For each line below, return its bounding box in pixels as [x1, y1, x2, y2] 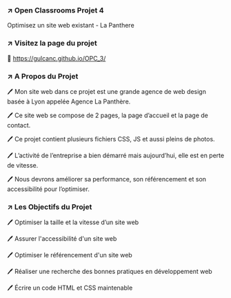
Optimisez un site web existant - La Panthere [7, 21, 134, 30]
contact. [7, 121, 31, 129]
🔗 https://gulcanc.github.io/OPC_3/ [7, 54, 106, 62]
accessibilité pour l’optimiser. [7, 185, 90, 193]
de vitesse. [7, 161, 39, 169]
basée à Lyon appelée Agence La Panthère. [7, 97, 131, 106]
